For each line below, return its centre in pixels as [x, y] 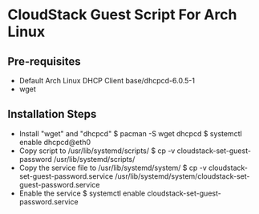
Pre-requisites [44, 61]
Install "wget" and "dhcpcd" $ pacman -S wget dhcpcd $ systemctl [130, 133]
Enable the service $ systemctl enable [82, 193]
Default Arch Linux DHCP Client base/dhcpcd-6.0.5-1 [107, 81]
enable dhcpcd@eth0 [55, 142]
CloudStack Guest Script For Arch [122, 15]
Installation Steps [52, 114]
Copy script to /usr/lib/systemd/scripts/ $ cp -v [97, 151]
